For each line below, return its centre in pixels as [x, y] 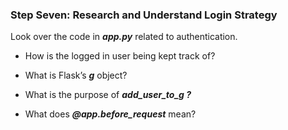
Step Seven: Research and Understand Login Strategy [144, 15]
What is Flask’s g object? [76, 75]
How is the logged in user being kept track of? [120, 56]
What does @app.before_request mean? [110, 114]
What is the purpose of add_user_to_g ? [108, 95]
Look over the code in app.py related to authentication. [124, 37]
